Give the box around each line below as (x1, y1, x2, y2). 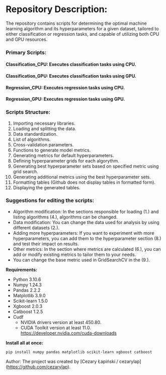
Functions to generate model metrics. (13, 147, 91, 153)
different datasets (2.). (13, 225, 60, 231)
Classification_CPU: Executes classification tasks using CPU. (6, 62, 136, 68)
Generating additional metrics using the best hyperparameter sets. (13, 174, 151, 180)
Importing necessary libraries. (13, 120, 75, 126)
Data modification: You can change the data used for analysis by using (13, 219, 160, 225)
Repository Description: (6, 4, 108, 15)
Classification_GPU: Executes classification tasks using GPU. (6, 73, 136, 79)
